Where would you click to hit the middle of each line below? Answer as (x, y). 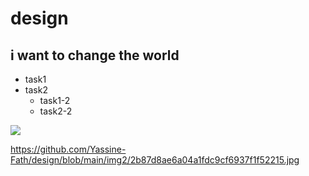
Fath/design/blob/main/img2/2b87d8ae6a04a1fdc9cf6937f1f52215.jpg (155, 160)
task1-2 (55, 100)
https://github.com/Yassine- (68, 149)
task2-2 (56, 111)
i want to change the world (95, 55)
